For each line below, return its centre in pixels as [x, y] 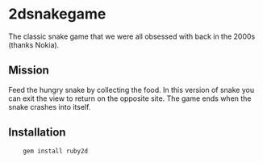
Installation [37, 133]
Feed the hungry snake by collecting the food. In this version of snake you [131, 90]
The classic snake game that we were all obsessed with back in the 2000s [132, 36]
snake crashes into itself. [50, 107]
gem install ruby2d [56, 151]
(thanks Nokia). [34, 44]
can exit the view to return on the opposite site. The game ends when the [130, 98]
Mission [29, 71]
